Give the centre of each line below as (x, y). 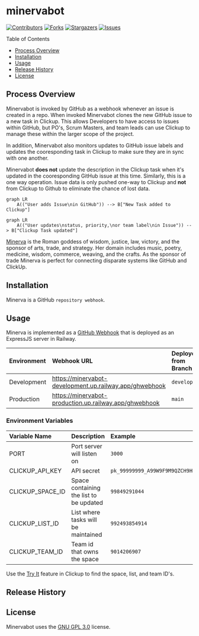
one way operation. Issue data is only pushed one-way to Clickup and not (96, 182)
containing (86, 488)
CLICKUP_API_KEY (36, 470)
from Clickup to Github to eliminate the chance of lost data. (78, 188)
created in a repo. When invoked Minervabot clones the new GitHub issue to (99, 115)
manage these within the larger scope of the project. (70, 134)
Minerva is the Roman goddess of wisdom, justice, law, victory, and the (93, 241)
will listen (84, 454)
